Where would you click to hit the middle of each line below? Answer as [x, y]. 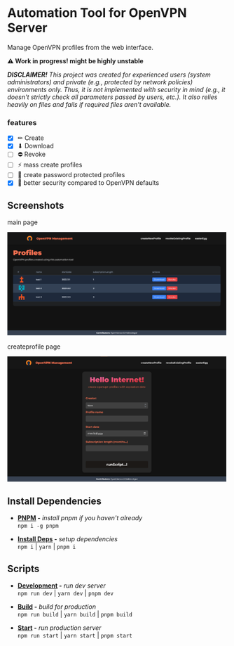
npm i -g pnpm [38, 526]
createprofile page [34, 347]
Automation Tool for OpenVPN [97, 13]
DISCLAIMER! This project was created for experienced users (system [109, 75]
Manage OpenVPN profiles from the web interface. [81, 47]
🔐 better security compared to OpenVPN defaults [88, 183]
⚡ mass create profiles [50, 165]
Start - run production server [59, 628]
